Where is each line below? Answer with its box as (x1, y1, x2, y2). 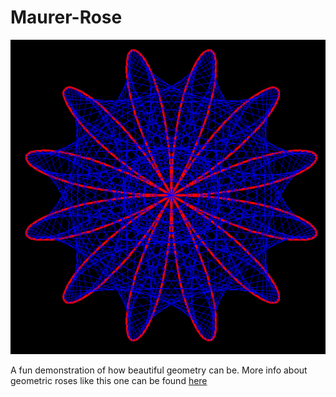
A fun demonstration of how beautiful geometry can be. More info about (10, 364, 308, 376)
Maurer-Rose (10, 6, 123, 29)
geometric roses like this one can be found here (10, 375, 208, 387)
